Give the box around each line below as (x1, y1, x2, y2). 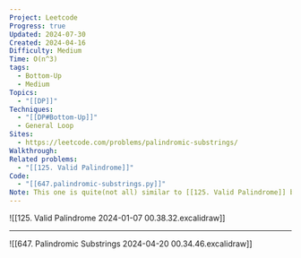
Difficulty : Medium (9, 47, 82, 56)
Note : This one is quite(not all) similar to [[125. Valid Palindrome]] (9, 188, 287, 197)
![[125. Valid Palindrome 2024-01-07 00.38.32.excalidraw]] (9, 212, 226, 223)
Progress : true (9, 21, 66, 30)
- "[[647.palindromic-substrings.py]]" (17, 180, 167, 189)
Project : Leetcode (9, 13, 78, 22)
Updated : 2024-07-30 (9, 30, 87, 39)
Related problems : (9, 154, 78, 164)
